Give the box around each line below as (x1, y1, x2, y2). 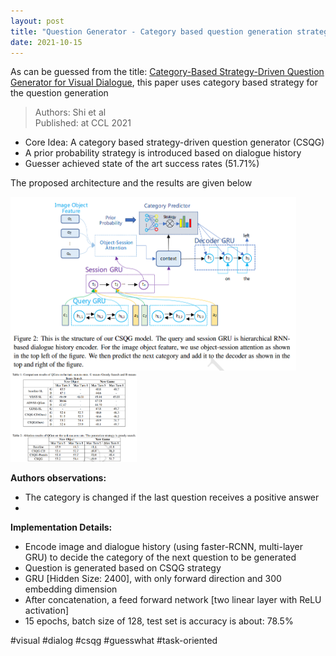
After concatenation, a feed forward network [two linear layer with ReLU (24, 593, 322, 605)
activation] (24, 604, 70, 616)
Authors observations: (10, 471, 107, 484)
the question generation (10, 87, 109, 99)
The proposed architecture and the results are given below (10, 177, 253, 189)
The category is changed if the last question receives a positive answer (24, 491, 320, 503)
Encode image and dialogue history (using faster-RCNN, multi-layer (24, 540, 304, 552)
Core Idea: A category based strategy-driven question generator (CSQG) (24, 136, 325, 149)
